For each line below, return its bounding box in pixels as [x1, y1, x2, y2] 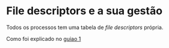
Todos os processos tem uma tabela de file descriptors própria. [6, 24, 164, 31]
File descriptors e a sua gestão [6, 4, 163, 18]
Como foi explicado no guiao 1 [6, 35, 81, 42]
